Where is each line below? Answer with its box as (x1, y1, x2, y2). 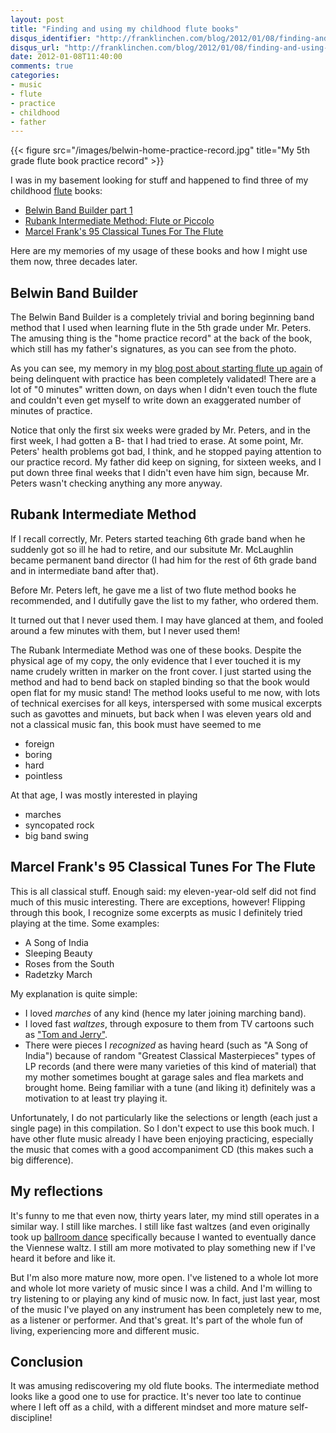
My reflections (10, 1183, 103, 1200)
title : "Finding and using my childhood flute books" (10, 24, 240, 34)
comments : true (10, 61, 74, 71)
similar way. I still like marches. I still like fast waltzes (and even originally (10, 1220, 311, 1232)
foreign (24, 737, 55, 750)
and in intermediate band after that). (10, 564, 159, 576)
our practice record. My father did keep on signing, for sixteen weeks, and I (10, 456, 322, 468)
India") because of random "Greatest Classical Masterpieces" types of (24, 1049, 316, 1061)
